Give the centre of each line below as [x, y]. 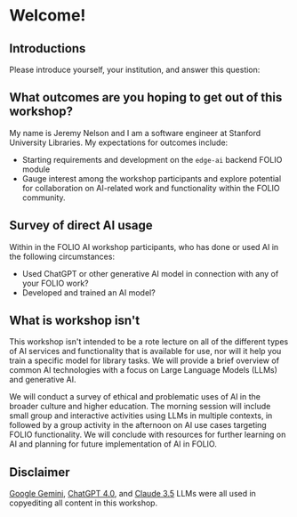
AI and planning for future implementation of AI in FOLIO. [113, 444]
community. [44, 198]
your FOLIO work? [55, 283]
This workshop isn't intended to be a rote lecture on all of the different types [149, 342]
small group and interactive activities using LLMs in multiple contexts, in [141, 416]
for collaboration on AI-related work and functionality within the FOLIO [151, 188]
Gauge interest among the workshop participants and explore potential [152, 178]
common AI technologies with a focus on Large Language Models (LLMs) [144, 370]
